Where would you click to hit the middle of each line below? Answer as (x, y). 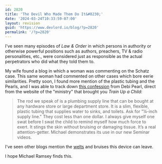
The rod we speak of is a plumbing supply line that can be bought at (85, 101)
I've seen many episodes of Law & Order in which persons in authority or (78, 46)
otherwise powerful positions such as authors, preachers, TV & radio (74, 51)
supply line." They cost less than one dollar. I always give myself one (86, 117)
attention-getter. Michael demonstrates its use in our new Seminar (83, 132)
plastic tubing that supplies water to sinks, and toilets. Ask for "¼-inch (87, 111)
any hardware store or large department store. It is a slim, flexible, (83, 106)
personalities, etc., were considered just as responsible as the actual (74, 56)
